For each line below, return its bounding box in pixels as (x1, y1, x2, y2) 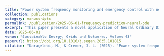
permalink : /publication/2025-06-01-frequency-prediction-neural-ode (5, 20, 150, 26)
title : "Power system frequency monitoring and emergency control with (5, 7, 154, 12)
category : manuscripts (5, 16, 51, 21)
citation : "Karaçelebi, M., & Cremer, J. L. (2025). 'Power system (5, 43, 145, 48)
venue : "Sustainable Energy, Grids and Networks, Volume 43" (5, 35, 132, 39)
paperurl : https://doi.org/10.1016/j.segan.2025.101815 (5, 39, 121, 44)
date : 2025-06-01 (5, 30, 41, 35)
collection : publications (5, 12, 58, 17)
